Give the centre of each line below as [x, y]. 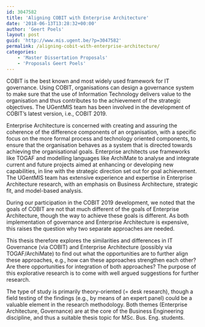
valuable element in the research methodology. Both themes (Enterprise [97, 304]
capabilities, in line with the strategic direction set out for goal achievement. [102, 171]
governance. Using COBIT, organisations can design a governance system [100, 87]
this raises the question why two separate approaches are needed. [91, 228]
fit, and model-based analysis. [45, 190]
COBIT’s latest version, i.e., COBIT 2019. [57, 113]
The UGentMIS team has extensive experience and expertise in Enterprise [99, 177]
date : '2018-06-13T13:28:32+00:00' [52, 23]
